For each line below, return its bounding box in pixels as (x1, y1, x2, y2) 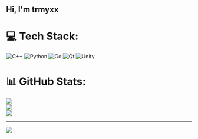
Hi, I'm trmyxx (6, 5, 59, 15)
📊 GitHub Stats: (6, 75, 87, 88)
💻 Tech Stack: (6, 29, 79, 43)
